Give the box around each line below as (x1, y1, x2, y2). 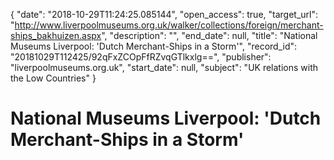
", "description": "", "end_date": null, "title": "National (101, 30, 318, 41)
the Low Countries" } (10, 72, 97, 84)
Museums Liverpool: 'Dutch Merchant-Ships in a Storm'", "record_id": (10, 40, 298, 52)
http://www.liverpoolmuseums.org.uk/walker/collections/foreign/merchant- (14, 19, 324, 31)
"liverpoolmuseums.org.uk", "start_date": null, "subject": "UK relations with (10, 62, 319, 73)
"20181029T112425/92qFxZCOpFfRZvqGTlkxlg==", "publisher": (10, 51, 272, 63)
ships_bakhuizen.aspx (10, 30, 102, 41)
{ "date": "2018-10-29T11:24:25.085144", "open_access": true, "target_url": (10, 9, 319, 20)
